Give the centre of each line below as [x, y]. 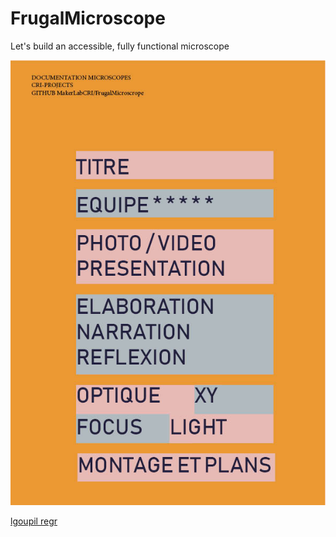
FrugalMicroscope [88, 18]
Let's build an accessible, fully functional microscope [120, 46]
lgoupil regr [34, 521]
